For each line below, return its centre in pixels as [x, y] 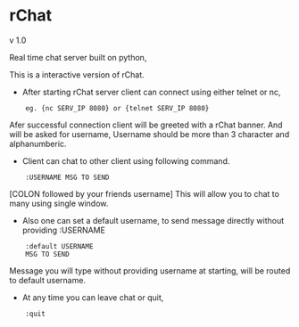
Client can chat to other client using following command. [126, 160]
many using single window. [59, 203]
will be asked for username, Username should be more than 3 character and [149, 134]
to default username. [48, 280]
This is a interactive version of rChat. [77, 74]
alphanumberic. [38, 143]
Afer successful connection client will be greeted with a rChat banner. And [146, 125]
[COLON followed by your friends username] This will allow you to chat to [144, 193]
